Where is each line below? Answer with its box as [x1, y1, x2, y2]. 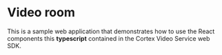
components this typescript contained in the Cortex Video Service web [7, 34, 210, 42]
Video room [7, 5, 76, 20]
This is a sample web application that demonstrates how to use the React [7, 27, 215, 35]
